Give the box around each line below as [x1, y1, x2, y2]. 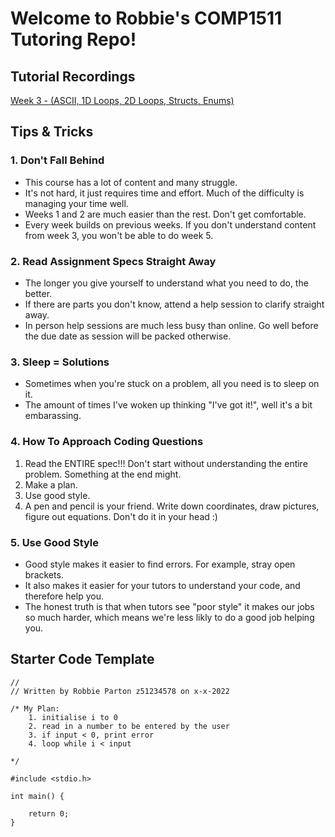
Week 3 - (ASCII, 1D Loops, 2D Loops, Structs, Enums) [10, 95, 235, 106]
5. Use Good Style [10, 535, 100, 549]
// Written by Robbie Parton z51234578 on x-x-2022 [10, 686, 230, 696]
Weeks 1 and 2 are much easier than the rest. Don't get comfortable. [24, 208, 307, 220]
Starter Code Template [10, 651, 155, 668]
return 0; [28, 808, 70, 819]
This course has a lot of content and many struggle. [24, 176, 238, 188]
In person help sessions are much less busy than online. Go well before [24, 319, 319, 331]
